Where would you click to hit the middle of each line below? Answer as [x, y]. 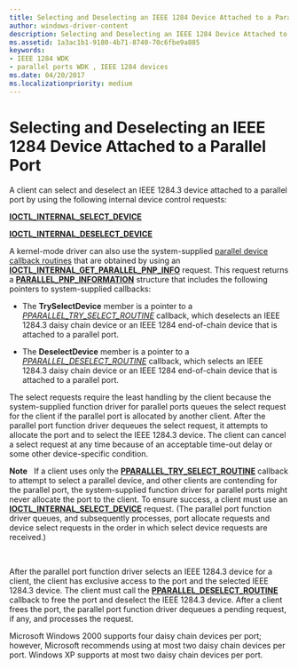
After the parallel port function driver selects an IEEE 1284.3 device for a [141, 571]
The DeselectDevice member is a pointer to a [106, 351]
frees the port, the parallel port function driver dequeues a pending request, [148, 609]
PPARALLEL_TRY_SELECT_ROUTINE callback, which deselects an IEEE [151, 315]
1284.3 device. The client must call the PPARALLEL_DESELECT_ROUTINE [144, 590]
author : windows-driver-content [69, 26]
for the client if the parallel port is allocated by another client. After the [137, 416]
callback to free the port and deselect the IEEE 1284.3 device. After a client [146, 600]
